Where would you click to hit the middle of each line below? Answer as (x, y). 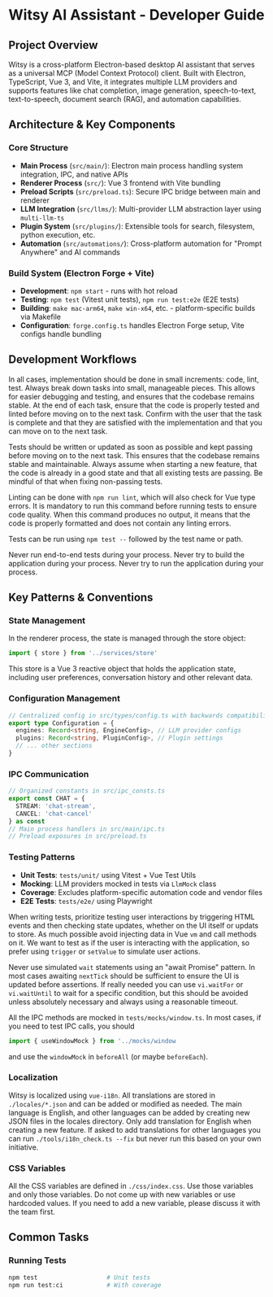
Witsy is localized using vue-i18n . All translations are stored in (112, 1095)
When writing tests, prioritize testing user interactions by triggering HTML (132, 916)
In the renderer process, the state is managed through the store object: (127, 638)
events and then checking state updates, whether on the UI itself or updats (133, 925)
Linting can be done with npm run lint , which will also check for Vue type (132, 497)
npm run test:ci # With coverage (85, 1285)
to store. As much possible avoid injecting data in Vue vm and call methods (133, 934)
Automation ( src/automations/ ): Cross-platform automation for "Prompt (141, 243)
